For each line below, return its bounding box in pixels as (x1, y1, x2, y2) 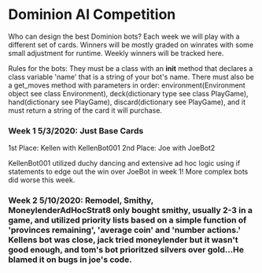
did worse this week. (8, 175, 76, 185)
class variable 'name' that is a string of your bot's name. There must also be (8, 72, 254, 81)
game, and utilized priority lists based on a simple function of (8, 215, 247, 226)
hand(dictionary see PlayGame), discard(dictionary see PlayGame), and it (8, 97, 246, 107)
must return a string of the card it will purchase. (8, 105, 163, 115)
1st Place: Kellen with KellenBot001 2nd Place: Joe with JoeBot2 (8, 144, 216, 153)
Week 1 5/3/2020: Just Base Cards (8, 125, 144, 136)
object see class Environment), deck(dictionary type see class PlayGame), (8, 88, 249, 98)
